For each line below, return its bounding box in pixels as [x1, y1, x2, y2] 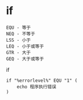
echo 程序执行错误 [16, 84, 57, 89]
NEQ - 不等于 [6, 31, 35, 36]
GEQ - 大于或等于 [6, 56, 44, 62]
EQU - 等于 [6, 25, 31, 31]
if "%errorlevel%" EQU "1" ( [6, 78, 78, 84]
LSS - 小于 [6, 37, 31, 43]
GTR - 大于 [6, 49, 31, 55]
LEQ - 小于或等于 [6, 43, 44, 49]
